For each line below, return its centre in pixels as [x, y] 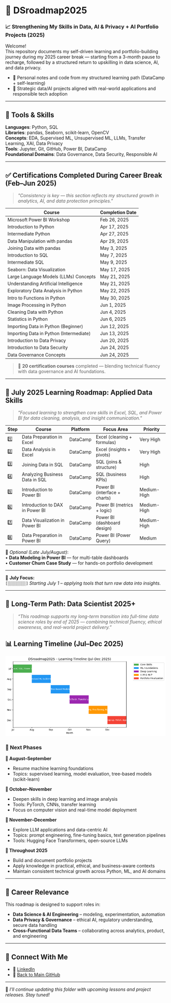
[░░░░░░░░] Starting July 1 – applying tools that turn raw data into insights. [83, 583]
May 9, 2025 [113, 262]
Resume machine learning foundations [53, 768]
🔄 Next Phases [24, 747]
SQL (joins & [109, 462]
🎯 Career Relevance [37, 892]
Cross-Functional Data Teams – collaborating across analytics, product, [89, 931]
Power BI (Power [113, 535]
